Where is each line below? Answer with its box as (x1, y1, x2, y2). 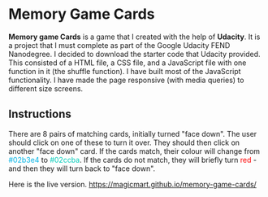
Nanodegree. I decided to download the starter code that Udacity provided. (8, 49, 261, 59)
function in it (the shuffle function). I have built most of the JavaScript (8, 66, 241, 76)
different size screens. (8, 83, 84, 94)
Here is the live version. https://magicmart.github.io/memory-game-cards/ (8, 179, 257, 189)
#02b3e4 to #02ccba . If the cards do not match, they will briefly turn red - (8, 155, 257, 164)
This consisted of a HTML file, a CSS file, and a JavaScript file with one (8, 58, 247, 68)
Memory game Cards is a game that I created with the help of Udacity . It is (8, 32, 261, 42)
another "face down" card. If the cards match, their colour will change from (8, 146, 261, 155)
